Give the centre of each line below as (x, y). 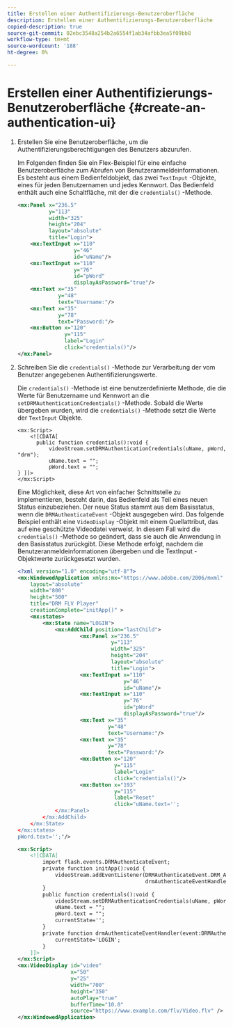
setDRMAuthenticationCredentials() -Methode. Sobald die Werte (110, 403)
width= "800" (47, 591)
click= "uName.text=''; (147, 805)
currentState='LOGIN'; (88, 940)
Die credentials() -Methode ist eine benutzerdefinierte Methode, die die (122, 388)
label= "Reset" (134, 798)
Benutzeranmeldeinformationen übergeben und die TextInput (105, 551)
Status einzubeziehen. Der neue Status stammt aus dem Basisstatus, (116, 507)
